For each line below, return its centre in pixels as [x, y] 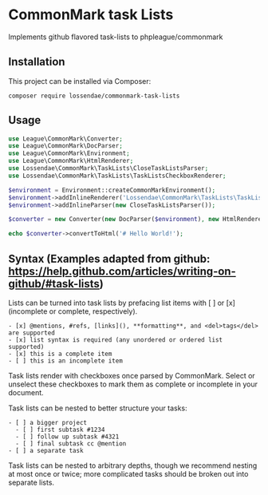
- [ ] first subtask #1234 [60, 430]
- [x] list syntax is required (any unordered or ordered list [116, 340]
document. [26, 392]
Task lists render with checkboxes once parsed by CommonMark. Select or [132, 376]
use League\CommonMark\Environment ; [69, 153]
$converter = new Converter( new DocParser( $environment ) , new [114, 220]
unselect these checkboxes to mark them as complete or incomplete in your [133, 384]
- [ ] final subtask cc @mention [71, 444]
